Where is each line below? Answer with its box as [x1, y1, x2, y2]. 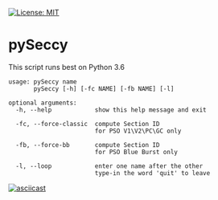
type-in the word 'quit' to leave [94, 169, 211, 177]
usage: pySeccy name [8, 77, 78, 86]
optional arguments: [8, 99, 78, 107]
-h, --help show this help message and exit [15, 105, 207, 114]
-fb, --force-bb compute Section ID [15, 141, 160, 149]
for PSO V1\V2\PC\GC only [94, 127, 182, 135]
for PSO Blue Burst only [94, 148, 179, 156]
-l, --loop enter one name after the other [15, 161, 204, 170]
